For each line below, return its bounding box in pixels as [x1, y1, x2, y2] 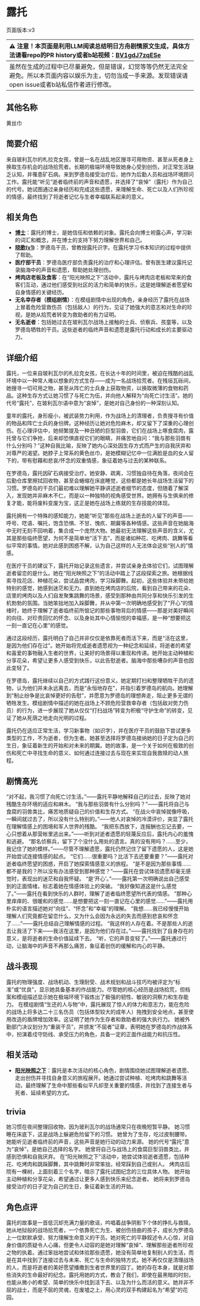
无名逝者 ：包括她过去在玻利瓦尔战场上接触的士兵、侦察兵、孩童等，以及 [14, 319, 192, 326]
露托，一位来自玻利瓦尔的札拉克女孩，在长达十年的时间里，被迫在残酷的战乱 [6, 369, 194, 377]
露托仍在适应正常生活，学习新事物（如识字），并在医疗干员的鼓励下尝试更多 [6, 727, 192, 734]
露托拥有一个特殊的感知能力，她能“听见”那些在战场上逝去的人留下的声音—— [6, 512, 193, 519]
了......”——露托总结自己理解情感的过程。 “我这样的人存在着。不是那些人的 [6, 920, 188, 927]
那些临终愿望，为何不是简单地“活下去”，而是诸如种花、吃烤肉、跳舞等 [16, 535, 189, 542]
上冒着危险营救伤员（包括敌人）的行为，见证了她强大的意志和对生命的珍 [14, 304, 192, 311]
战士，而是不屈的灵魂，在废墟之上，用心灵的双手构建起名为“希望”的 [16, 1286, 183, 1293]
